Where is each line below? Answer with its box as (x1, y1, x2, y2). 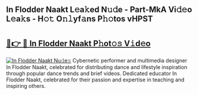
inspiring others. (6, 83, 46, 89)
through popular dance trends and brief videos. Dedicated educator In (6, 70, 177, 77)
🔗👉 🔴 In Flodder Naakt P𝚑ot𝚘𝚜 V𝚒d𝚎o (6, 38, 151, 48)
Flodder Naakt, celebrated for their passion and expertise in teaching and (6, 76, 185, 83)
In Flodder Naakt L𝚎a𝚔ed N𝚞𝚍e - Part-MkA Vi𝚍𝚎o (6, 5, 192, 15)
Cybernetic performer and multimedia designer (72, 57, 187, 64)
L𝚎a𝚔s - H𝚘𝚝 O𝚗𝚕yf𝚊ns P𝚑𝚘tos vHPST (6, 14, 154, 24)
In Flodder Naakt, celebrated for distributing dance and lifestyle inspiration (6, 64, 187, 70)
